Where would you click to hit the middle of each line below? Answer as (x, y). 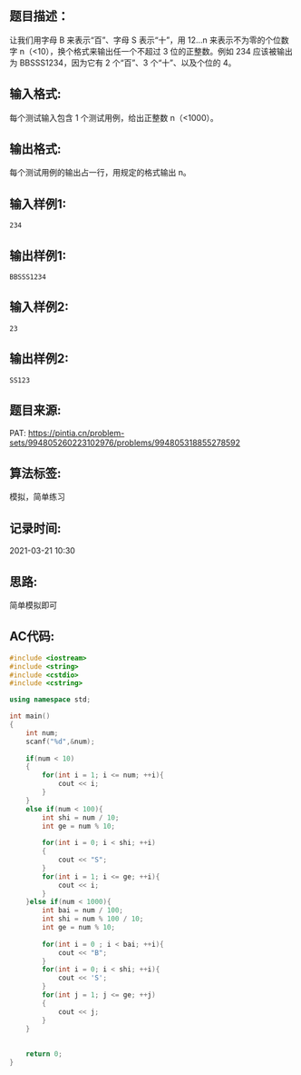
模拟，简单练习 (37, 497)
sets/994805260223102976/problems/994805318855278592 (125, 443)
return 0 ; (44, 1054)
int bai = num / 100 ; (83, 911)
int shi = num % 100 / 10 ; (93, 919)
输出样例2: (39, 358)
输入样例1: (38, 204)
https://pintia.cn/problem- (76, 433)
